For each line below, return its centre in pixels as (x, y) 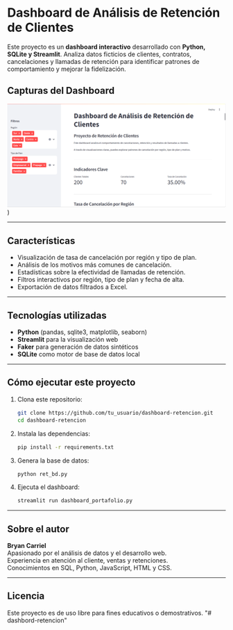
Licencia (26, 596)
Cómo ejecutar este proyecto (71, 382)
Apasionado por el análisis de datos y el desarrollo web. (87, 553)
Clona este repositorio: (50, 399)
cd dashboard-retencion (52, 420)
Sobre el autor (38, 529)
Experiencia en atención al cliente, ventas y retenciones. (88, 561)
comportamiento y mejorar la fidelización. (67, 69)
